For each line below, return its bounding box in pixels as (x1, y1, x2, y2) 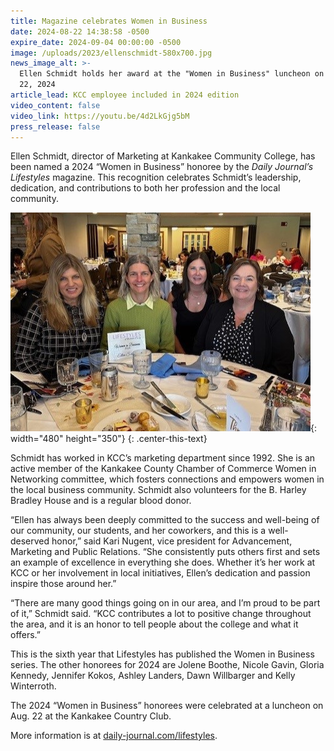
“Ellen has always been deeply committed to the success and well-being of (10, 514, 320, 526)
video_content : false (10, 100, 101, 110)
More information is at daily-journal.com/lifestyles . (10, 730, 218, 742)
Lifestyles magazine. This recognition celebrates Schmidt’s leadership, (10, 171, 302, 184)
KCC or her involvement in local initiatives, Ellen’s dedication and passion (10, 567, 311, 579)
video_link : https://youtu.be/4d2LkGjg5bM (10, 111, 190, 121)
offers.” (10, 629, 42, 641)
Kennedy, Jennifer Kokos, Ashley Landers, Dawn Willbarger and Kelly (10, 670, 296, 682)
